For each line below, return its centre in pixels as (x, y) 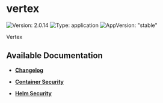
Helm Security (33, 93)
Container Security (39, 81)
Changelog (29, 70)
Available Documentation (55, 56)
